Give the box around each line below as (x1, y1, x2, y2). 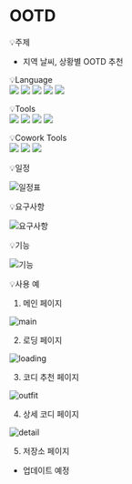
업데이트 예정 (22, 465, 70, 476)
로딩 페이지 (22, 334, 63, 346)
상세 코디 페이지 (22, 408, 79, 419)
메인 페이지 (22, 297, 63, 308)
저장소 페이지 (22, 445, 70, 456)
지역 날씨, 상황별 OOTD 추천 (22, 55, 124, 66)
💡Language (9, 74, 53, 85)
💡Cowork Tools (9, 132, 67, 143)
